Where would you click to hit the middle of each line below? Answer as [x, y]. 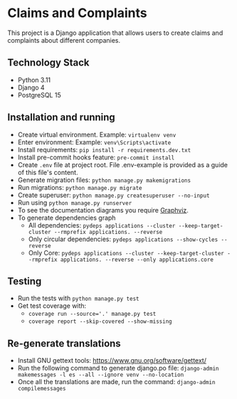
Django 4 [31, 87]
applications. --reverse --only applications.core [137, 260]
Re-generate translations [64, 343]
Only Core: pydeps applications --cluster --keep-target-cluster [126, 252]
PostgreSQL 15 [39, 95]
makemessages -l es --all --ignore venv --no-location [101, 375]
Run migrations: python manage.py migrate [80, 187]
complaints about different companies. [64, 40]
